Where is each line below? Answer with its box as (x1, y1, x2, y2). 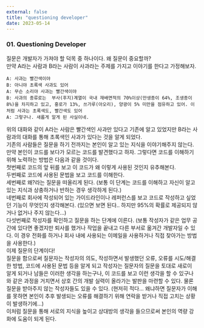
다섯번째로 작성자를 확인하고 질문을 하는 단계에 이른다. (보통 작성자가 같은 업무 (6, 216, 191, 224)
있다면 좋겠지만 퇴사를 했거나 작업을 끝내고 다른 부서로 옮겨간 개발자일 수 (17, 224, 189, 231)
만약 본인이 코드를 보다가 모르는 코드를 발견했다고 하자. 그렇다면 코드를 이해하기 (6, 148, 194, 155)
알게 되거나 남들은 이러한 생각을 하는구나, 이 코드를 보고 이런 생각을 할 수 (6, 269, 178, 276)
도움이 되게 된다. (17, 315, 56, 322)
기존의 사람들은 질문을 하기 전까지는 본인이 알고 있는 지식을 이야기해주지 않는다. (6, 141, 194, 148)
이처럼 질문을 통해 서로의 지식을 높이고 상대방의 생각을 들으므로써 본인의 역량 (6, 307, 188, 315)
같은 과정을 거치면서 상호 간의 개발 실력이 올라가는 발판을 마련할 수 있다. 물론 (12, 277, 194, 284)
